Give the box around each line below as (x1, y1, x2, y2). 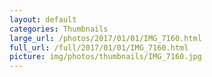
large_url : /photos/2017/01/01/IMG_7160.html (9, 33, 202, 43)
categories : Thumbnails (9, 24, 109, 34)
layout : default (9, 14, 77, 25)
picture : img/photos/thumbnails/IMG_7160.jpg (9, 52, 202, 62)
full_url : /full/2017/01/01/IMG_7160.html (9, 42, 189, 53)
